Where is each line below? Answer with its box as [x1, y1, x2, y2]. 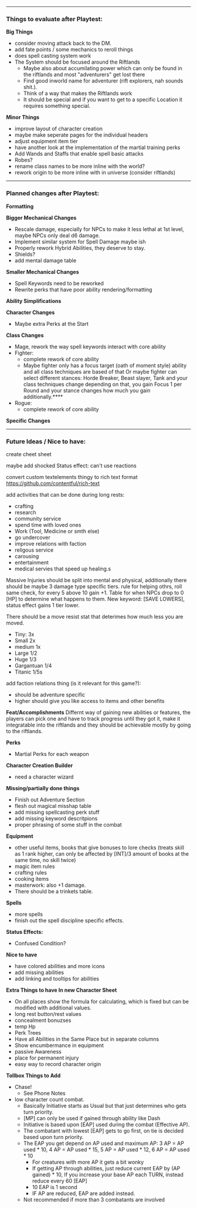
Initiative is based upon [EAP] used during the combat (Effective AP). [23, 1121, 190, 1128]
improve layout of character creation [14, 125, 103, 133]
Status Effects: [6, 928, 43, 935]
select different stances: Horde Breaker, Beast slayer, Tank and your [23, 374, 188, 381]
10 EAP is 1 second [32, 1183, 77, 1190]
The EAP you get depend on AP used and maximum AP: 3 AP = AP [23, 1140, 185, 1147]
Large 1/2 [14, 649, 38, 656]
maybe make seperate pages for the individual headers [14, 131, 148, 138]
